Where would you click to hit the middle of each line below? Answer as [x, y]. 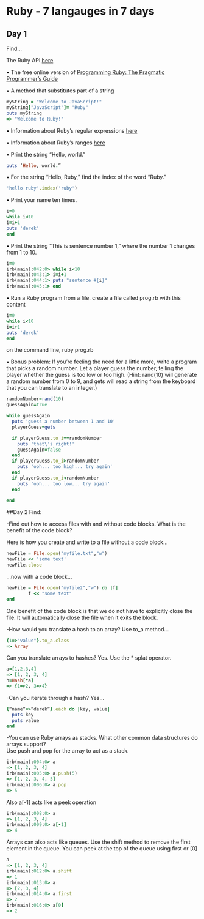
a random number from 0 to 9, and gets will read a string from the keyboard [101, 381]
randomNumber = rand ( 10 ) [35, 399]
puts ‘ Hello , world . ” [34, 166]
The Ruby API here [30, 60]
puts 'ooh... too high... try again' [65, 467]
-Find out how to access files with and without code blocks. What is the [96, 524]
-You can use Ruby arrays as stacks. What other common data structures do [102, 738]
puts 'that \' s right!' [46, 444]
